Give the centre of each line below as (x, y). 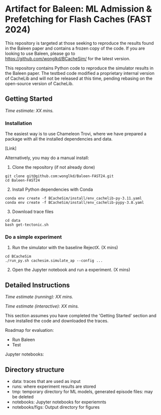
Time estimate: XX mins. (29, 110)
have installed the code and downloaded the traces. (57, 321)
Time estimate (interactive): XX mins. (42, 306)
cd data (13, 221)
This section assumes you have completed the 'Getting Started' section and (81, 316)
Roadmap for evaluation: (30, 330)
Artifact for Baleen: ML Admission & (79, 9)
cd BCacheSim (18, 256)
